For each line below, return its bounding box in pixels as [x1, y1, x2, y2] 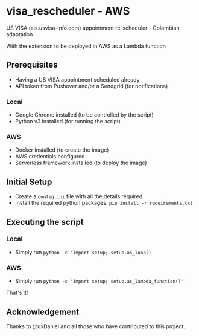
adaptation [6, 30, 33, 37]
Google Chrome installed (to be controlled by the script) [14, 111, 154, 118]
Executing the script [6, 216, 84, 227]
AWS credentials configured [14, 153, 86, 160]
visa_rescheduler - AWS [6, 4, 130, 18]
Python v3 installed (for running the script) [14, 118, 121, 125]
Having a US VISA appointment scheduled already [14, 76, 140, 83]
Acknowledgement [6, 306, 80, 317]
